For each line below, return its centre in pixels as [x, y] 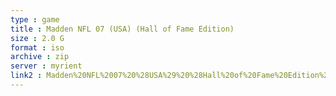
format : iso [37, 47]
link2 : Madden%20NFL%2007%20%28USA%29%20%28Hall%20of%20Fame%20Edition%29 [171, 76]
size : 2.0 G [37, 38]
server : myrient [46, 66]
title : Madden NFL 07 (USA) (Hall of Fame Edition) [122, 29]
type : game [35, 19]
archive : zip [40, 57]
